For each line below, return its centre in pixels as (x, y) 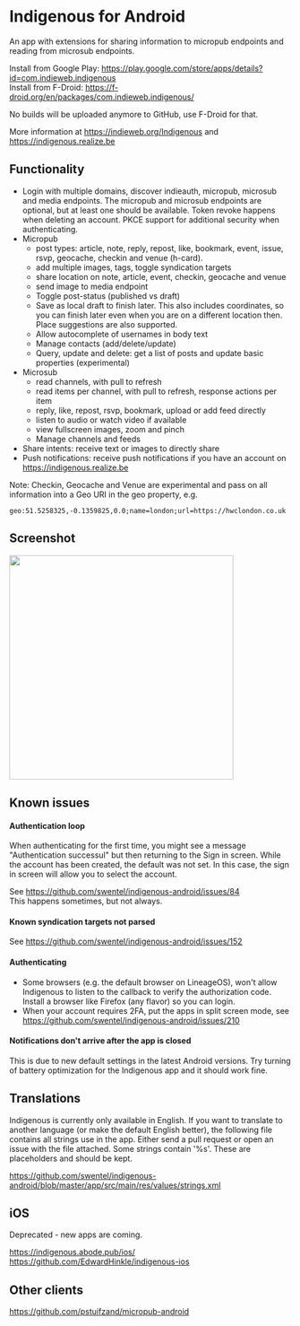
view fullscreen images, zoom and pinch (110, 429)
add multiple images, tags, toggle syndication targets (133, 267)
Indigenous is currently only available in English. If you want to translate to (146, 1120)
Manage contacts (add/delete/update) (106, 344)
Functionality (47, 169)
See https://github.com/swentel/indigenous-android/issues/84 (124, 892)
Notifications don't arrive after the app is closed (100, 1041)
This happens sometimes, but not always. (86, 901)
